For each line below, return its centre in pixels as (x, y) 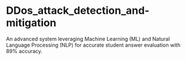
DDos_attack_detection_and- (78, 11)
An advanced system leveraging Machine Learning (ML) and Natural (88, 39)
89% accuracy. (24, 51)
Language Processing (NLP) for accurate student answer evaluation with (93, 45)
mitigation (31, 23)
